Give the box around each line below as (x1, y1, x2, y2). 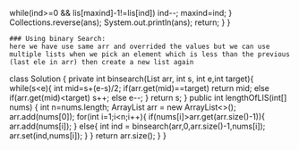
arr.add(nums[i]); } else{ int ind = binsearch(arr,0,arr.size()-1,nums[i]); (9, 121, 266, 131)
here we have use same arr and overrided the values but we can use (9, 42, 270, 51)
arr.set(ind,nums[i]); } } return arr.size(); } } (9, 130, 167, 141)
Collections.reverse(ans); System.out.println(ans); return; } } (9, 17, 231, 28)
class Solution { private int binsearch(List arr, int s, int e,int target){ (9, 73, 254, 84)
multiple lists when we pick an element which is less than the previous (9, 50, 291, 59)
